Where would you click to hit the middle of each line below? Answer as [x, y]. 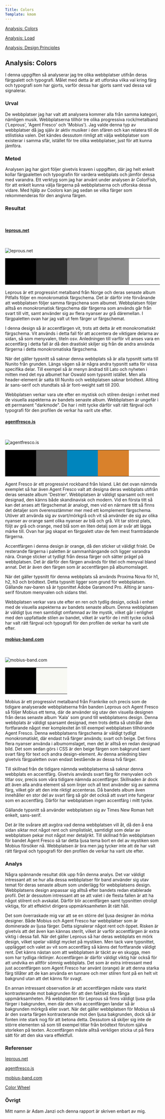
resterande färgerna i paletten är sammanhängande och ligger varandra [78, 551]
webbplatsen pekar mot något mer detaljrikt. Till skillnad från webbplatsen [80, 835]
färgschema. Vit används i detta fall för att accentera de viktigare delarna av [82, 333]
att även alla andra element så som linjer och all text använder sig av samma [82, 784]
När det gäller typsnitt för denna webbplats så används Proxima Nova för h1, [82, 576]
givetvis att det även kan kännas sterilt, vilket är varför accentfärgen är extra [82, 931]
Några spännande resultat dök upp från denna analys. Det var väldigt [75, 875]
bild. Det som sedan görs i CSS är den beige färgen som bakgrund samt [78, 749]
